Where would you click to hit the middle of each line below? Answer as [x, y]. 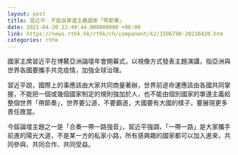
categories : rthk [33, 40]
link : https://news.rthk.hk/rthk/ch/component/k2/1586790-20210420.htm [115, 34]
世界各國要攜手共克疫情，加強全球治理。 [66, 70]
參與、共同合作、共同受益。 [53, 144]
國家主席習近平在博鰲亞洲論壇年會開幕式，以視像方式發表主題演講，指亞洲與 [119, 62]
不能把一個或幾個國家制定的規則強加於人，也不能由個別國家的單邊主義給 [125, 94]
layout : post [27, 14]
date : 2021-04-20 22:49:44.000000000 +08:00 [74, 27]
